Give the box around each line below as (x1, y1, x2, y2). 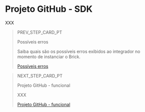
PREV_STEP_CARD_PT (17, 29, 62, 35)
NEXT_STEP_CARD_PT (17, 73, 63, 78)
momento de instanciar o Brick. (17, 53, 81, 60)
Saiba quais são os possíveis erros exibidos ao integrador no (17, 48, 141, 54)
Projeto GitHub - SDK (5, 3, 93, 15)
